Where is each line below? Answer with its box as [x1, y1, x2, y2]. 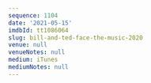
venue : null [8, 41, 47, 49]
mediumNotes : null [8, 63, 69, 71]
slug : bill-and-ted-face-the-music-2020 [8, 33, 144, 42]
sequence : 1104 [8, 11, 59, 20]
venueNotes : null [8, 48, 66, 56]
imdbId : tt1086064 [8, 26, 69, 34]
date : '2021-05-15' [8, 19, 73, 27]
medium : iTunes [8, 56, 59, 64]
